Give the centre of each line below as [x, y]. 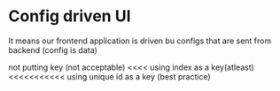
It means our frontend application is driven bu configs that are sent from [140, 41]
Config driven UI [70, 16]
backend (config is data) [53, 49]
